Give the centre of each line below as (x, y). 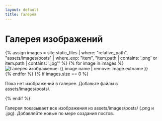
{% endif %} (18, 99)
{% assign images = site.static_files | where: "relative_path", (67, 53)
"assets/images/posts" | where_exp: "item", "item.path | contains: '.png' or (81, 58)
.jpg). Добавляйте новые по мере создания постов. (60, 114)
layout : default (22, 10)
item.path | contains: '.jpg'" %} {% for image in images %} (65, 63)
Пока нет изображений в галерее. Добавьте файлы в (62, 84)
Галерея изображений (54, 39)
